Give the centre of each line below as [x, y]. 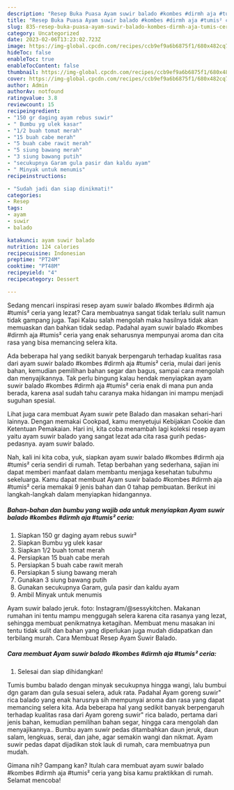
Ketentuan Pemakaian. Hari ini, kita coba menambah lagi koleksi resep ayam [116, 429]
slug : [15, 27]
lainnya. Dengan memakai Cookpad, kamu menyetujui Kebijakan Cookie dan [116, 421]
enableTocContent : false [43, 66]
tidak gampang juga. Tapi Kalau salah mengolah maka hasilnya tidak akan [112, 320]
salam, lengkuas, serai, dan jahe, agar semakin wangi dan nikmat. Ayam [110, 737]
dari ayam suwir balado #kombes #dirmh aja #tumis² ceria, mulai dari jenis [114, 363]
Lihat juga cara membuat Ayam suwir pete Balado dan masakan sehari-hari [115, 414]
